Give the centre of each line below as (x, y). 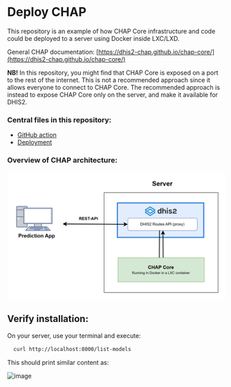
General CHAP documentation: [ (53, 52)
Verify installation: (48, 319)
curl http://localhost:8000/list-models (72, 349)
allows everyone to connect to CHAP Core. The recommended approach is (113, 87)
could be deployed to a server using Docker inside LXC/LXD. (93, 38)
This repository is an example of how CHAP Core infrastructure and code (111, 31)
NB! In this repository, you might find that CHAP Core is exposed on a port (113, 73)
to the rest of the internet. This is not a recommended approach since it (109, 79)
